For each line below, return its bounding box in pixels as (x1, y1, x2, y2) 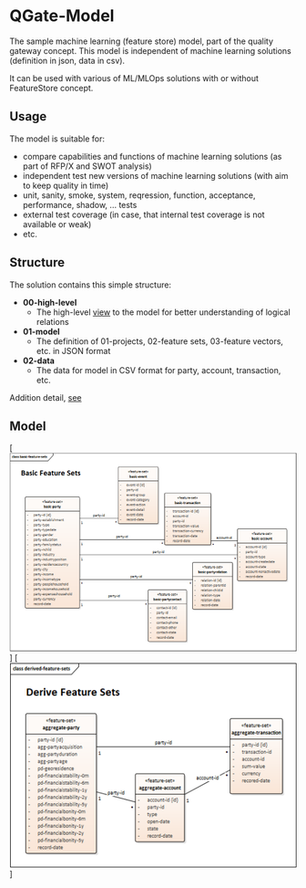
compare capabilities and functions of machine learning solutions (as (22, 151, 282, 162)
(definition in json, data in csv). (9, 55, 126, 66)
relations (36, 316, 70, 327)
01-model (22, 326, 61, 337)
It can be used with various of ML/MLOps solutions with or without (9, 72, 260, 83)
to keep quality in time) (22, 180, 109, 191)
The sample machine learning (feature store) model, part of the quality (9, 36, 274, 47)
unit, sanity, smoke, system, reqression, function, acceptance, (22, 189, 256, 201)
